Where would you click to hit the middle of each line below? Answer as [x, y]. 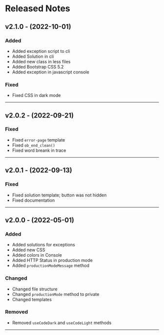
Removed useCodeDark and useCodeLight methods [62, 323]
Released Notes [38, 9]
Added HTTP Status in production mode [52, 261]
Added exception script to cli [41, 51]
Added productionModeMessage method [51, 265]
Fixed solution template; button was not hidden [59, 195]
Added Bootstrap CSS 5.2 [38, 67]
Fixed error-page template [39, 140]
